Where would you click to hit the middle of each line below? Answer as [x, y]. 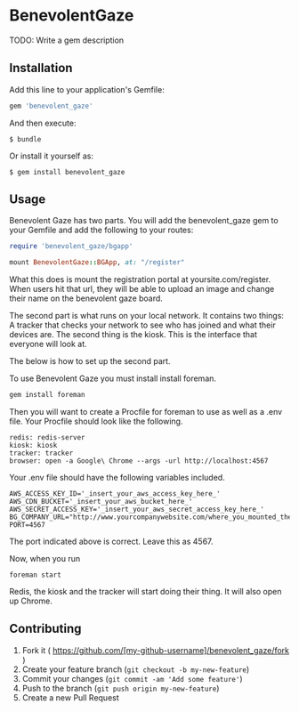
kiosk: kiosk [33, 446]
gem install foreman [48, 395]
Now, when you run [45, 559]
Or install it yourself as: [51, 156]
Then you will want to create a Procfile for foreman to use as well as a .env [146, 412]
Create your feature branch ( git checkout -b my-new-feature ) [136, 669]
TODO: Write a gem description [67, 40]
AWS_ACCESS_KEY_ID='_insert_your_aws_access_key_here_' [115, 494]
